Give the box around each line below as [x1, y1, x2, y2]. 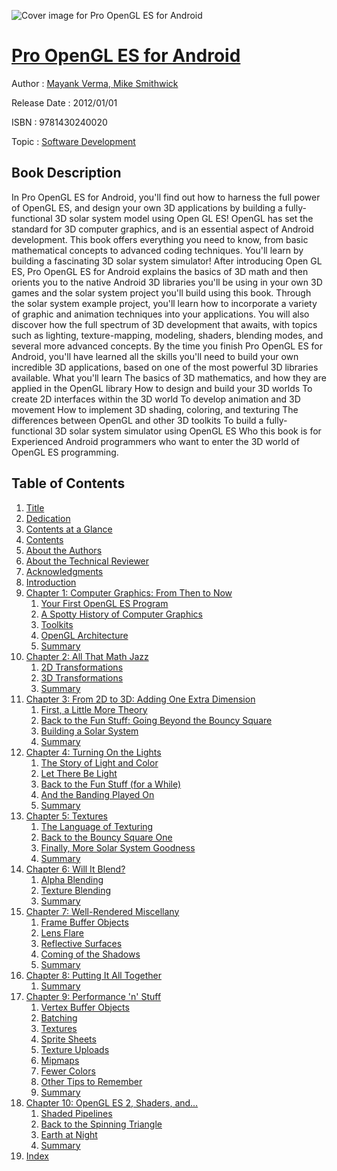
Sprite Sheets [40, 1033, 97, 1045]
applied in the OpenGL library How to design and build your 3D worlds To [11, 382, 313, 394]
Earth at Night [40, 1128, 98, 1140]
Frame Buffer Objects [40, 916, 129, 928]
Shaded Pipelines [40, 1107, 113, 1119]
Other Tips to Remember [40, 1075, 143, 1087]
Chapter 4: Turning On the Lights [25, 746, 162, 758]
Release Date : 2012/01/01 [11, 96, 118, 109]
